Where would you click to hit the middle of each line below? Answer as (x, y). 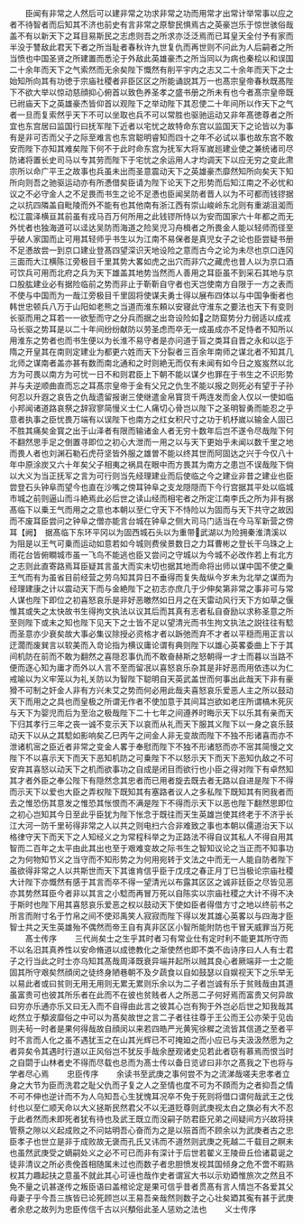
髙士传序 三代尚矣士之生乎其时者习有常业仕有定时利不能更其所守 (152, 938)
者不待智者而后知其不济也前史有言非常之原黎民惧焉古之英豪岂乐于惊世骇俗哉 (151, 24)
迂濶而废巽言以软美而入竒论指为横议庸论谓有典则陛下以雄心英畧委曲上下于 (147, 645)
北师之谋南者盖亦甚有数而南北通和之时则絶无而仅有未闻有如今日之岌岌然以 (147, 363)
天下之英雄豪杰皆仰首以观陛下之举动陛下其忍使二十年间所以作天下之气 (163, 103)
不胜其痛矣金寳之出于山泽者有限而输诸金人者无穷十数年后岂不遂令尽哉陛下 (147, 431)
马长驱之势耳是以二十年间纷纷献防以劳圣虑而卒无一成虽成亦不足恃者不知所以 (151, 329)
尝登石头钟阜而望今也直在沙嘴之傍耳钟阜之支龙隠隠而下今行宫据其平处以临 (147, 487)
